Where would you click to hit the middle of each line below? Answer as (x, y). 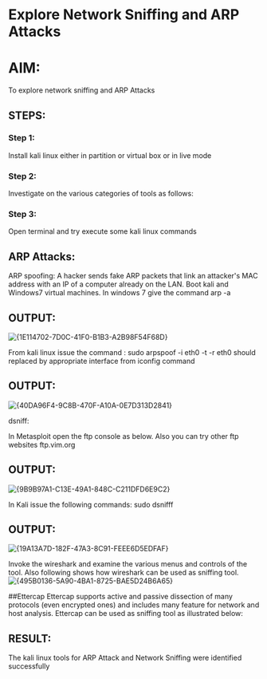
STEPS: (27, 115)
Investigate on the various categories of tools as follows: (101, 194)
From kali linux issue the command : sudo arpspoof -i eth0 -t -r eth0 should (132, 353)
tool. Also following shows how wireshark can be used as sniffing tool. (124, 573)
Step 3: (23, 215)
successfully (29, 666)
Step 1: (22, 138)
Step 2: (23, 176)
